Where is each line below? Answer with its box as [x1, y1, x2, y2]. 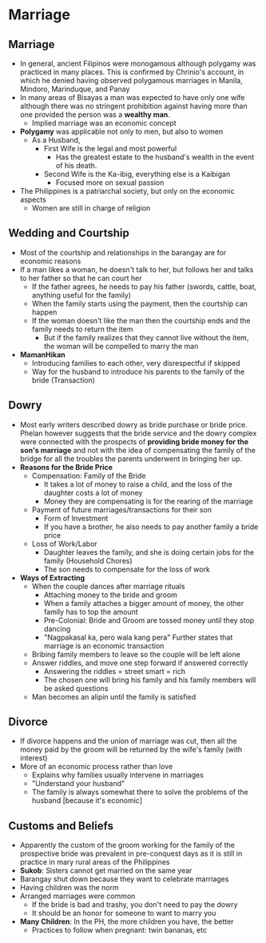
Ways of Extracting [19, 572, 85, 582]
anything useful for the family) [31, 290, 132, 299]
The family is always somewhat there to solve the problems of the [31, 787, 249, 797]
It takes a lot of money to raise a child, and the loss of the [43, 479, 233, 489]
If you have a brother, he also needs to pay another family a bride [43, 522, 259, 532]
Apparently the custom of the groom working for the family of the [19, 841, 236, 850]
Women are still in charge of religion [31, 203, 151, 213]
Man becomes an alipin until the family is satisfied [31, 692, 197, 701]
